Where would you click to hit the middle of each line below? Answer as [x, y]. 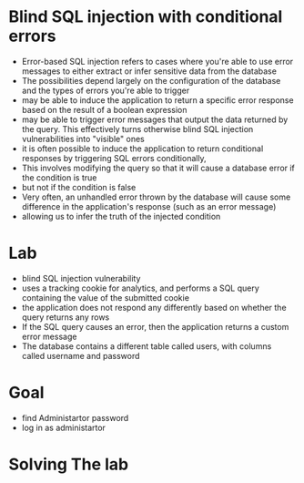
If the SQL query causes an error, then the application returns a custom [155, 326]
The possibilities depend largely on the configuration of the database [151, 80]
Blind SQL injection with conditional [146, 17]
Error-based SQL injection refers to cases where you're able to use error [157, 61]
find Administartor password [75, 417]
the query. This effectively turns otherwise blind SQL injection [137, 128]
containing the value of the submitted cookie [106, 297]
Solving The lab [69, 464]
